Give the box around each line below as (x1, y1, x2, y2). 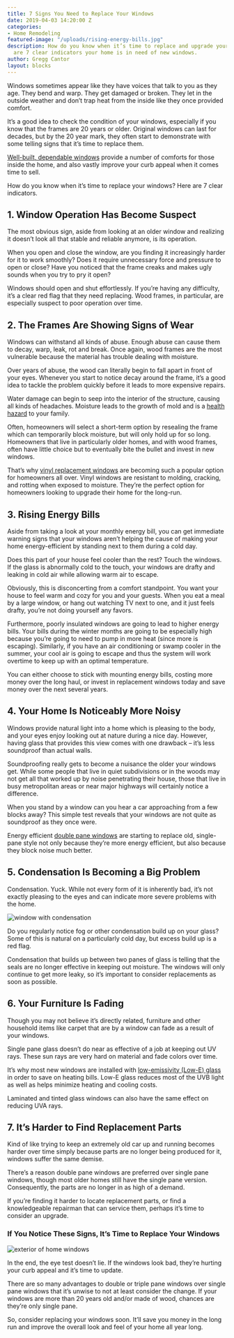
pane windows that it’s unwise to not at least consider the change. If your (7, 1286, 217, 1295)
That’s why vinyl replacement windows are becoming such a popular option (7, 466, 224, 475)
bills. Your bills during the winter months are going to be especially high (7, 627, 212, 635)
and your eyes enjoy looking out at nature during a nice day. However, (7, 731, 208, 740)
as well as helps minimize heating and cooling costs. (7, 1080, 158, 1089)
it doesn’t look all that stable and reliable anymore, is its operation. (7, 235, 197, 243)
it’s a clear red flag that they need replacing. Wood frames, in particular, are (7, 291, 224, 300)
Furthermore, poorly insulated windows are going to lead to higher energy (7, 619, 219, 628)
